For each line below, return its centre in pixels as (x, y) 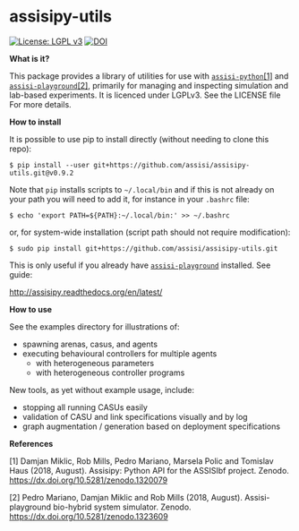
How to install (35, 122)
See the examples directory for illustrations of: (95, 326)
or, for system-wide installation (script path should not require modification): (150, 232)
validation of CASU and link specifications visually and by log (135, 416)
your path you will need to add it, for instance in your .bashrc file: (129, 199)
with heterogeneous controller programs (110, 373)
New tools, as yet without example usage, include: (102, 390)
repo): (21, 149)
